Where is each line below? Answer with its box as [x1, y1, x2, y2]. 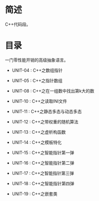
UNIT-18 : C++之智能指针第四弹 [12, 180, 74, 186]
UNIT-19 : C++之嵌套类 [12, 191, 58, 197]
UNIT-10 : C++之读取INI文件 [12, 98, 67, 104]
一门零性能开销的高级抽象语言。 [5, 57, 68, 63]
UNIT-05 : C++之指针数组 [12, 77, 62, 83]
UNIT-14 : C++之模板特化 [12, 139, 62, 145]
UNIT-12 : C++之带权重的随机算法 [12, 119, 78, 124]
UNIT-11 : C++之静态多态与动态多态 [12, 108, 82, 114]
